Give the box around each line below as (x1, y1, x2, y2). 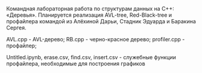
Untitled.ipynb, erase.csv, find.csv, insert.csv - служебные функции (6, 54, 177, 60)
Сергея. (6, 24, 27, 31)
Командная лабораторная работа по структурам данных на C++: (6, 5, 174, 12)
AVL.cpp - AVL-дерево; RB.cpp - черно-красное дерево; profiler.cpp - (6, 36, 185, 42)
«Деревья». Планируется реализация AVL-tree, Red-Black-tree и (6, 11, 172, 19)
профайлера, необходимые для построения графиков (6, 60, 146, 67)
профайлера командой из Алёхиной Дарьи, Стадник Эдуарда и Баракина (6, 18, 196, 25)
